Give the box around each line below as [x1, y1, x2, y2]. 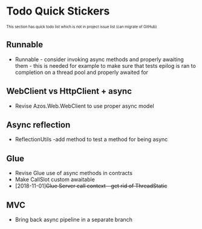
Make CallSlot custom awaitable [15, 176, 95, 183]
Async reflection [6, 119, 71, 130]
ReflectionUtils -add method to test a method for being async [15, 136, 168, 143]
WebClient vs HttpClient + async [6, 86, 132, 96]
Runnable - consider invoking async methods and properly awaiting [15, 56, 184, 63]
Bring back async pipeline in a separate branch [15, 216, 133, 223]
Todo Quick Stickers [6, 4, 110, 18]
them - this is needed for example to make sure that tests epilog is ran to [15, 62, 197, 69]
